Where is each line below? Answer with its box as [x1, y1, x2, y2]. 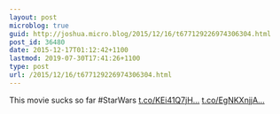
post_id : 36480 [9, 37, 66, 47]
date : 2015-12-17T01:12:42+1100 [9, 46, 128, 55]
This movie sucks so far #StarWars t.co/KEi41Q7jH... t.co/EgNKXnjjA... [9, 95, 265, 105]
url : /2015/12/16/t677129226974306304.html [9, 71, 173, 80]
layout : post [9, 12, 58, 22]
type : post [9, 63, 50, 72]
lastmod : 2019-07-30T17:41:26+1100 [9, 54, 141, 63]
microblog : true [9, 21, 69, 30]
